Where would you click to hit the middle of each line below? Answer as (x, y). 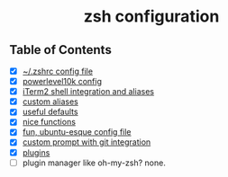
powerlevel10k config (62, 82)
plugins (36, 152)
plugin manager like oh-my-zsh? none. (94, 163)
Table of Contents (61, 50)
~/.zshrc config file (57, 71)
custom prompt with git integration (87, 142)
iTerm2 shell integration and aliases (88, 92)
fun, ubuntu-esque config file (77, 132)
